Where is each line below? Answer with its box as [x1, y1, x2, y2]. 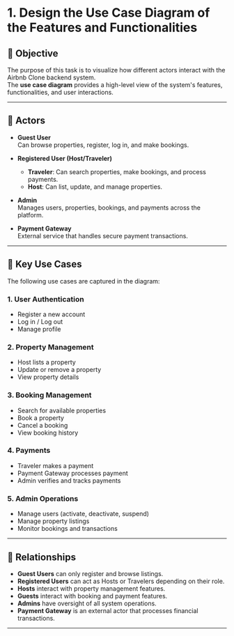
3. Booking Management [7, 390, 92, 400]
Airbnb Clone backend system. [7, 73, 96, 82]
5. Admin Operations [7, 493, 79, 503]
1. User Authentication [7, 294, 85, 304]
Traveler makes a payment [17, 461, 94, 470]
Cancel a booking [17, 421, 68, 429]
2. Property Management [7, 342, 94, 352]
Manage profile [17, 325, 61, 333]
